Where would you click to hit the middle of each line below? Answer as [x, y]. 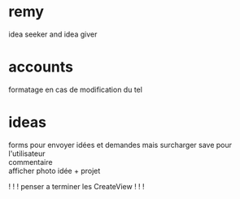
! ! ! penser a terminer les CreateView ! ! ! [76, 186]
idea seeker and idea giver [53, 34]
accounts [41, 67]
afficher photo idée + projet [55, 171]
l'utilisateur [27, 154]
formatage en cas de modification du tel [75, 89]
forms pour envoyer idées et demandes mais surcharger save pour [120, 145]
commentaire [31, 162]
